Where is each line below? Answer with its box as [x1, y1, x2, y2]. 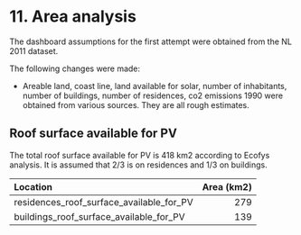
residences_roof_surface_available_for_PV [14, 195, 194, 208]
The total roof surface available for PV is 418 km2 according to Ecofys [9, 149, 270, 160]
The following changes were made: [9, 63, 141, 74]
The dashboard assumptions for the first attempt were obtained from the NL [9, 36, 292, 47]
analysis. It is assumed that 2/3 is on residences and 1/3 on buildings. [9, 159, 268, 170]
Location [14, 180, 52, 193]
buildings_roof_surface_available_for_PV [14, 210, 185, 222]
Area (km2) [202, 180, 253, 193]
